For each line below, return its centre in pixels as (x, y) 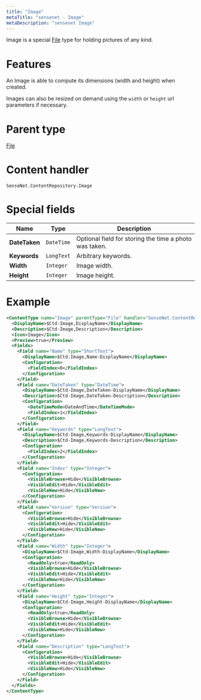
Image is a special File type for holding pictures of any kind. (80, 40)
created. (16, 87)
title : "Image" (25, 12)
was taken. (92, 246)
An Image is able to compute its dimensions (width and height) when (91, 81)
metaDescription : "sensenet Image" (51, 23)
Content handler (48, 170)
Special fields (41, 210)
